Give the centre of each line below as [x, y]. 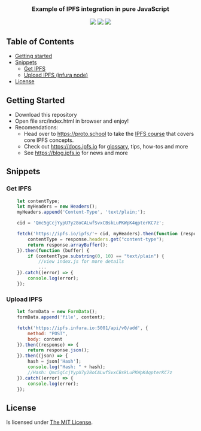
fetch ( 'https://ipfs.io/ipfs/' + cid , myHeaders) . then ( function [98, 234]
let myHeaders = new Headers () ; [57, 207]
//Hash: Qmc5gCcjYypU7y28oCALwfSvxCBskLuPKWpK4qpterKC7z [100, 372]
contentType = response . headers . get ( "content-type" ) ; [96, 239]
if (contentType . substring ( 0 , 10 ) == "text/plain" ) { [96, 256]
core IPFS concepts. [49, 140]
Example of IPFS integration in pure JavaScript [100, 9]
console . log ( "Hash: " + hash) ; [67, 367]
